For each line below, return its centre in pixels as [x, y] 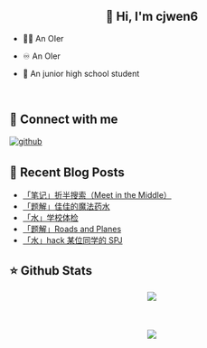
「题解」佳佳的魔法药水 [66, 207]
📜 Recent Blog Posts [67, 173]
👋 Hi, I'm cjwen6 [152, 17]
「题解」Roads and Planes [72, 229]
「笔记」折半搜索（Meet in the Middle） [97, 195]
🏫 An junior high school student [81, 73]
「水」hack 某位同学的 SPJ [73, 240]
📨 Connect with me [64, 120]
